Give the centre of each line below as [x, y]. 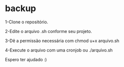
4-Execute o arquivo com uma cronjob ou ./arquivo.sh [59, 50]
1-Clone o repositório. [27, 22]
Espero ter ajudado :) [26, 59]
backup [21, 8]
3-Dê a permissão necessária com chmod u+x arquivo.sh [62, 41]
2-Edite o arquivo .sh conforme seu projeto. [48, 31]
